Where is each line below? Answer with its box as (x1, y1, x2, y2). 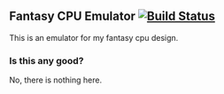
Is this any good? (9, 54, 84, 67)
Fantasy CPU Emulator (9, 9, 135, 24)
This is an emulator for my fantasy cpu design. (9, 32, 179, 43)
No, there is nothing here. (9, 74, 103, 85)
